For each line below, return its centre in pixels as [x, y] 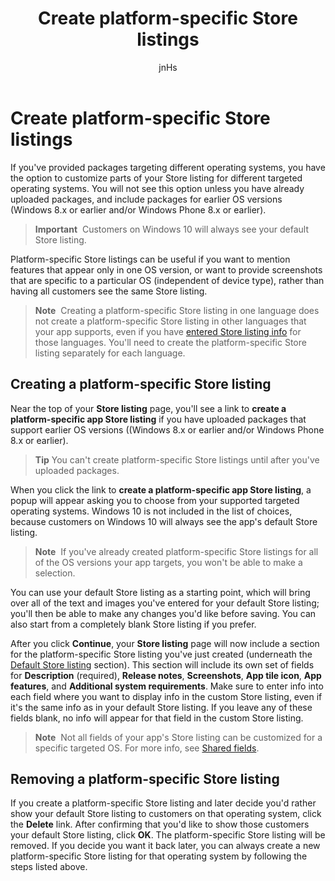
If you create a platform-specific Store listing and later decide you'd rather [163, 803]
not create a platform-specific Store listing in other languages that [170, 321]
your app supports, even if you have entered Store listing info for [168, 331]
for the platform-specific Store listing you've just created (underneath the [161, 654]
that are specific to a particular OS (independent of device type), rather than [167, 280]
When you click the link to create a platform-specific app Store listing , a [161, 489]
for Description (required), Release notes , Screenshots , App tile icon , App [166, 675]
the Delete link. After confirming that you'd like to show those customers [160, 824]
